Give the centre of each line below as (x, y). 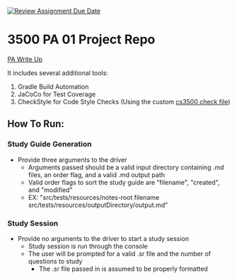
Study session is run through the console (88, 246)
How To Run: (36, 124)
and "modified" (50, 190)
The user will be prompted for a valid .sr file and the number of (119, 253)
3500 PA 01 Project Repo (81, 40)
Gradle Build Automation (53, 86)
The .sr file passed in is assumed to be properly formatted (123, 269)
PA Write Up (25, 59)
